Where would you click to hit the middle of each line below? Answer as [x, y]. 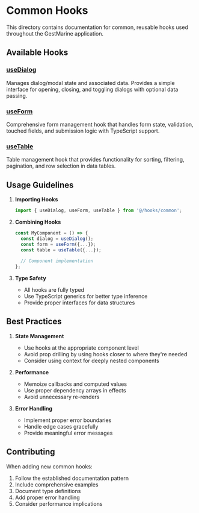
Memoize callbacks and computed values [75, 384]
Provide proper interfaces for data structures [79, 303]
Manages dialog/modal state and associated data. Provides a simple [91, 83]
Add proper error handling [47, 497]
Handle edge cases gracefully [61, 426]
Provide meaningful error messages [68, 433]
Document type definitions [48, 491]
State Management [39, 336]
